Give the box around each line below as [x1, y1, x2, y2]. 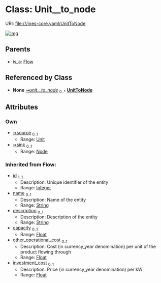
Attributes [5, 103, 38, 111]
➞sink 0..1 [12, 142, 32, 149]
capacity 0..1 [12, 225, 38, 232]
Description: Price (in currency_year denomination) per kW [20, 266, 143, 272]
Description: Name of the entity [20, 196, 86, 203]
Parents [5, 45, 30, 54]
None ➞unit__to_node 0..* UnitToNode [12, 87, 93, 94]
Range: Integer [20, 184, 52, 190]
